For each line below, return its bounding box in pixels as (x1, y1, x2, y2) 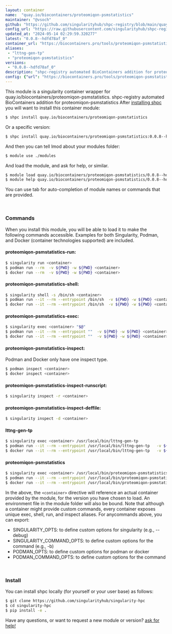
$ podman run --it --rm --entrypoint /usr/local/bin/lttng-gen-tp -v (5, 444, 161, 449)
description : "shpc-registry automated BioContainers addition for (5, 70, 153, 75)
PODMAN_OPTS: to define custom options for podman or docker (12, 548, 149, 554)
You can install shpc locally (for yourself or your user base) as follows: (5, 588, 154, 594)
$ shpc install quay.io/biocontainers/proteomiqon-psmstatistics (5, 114, 147, 120)
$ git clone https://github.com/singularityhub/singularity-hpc (5, 599, 145, 604)
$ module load (5, 172, 36, 178)
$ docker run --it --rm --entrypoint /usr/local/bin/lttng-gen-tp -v (5, 448, 161, 453)
